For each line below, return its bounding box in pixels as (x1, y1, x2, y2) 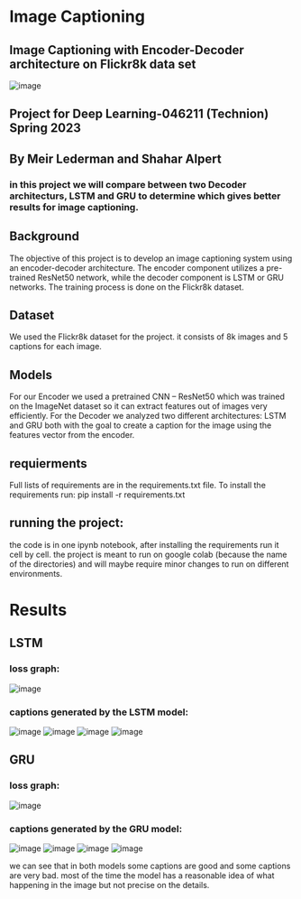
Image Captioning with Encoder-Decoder (9, 42, 245, 58)
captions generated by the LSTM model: (9, 706, 189, 718)
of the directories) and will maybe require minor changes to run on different (9, 558, 289, 570)
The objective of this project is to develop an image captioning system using (9, 253, 293, 264)
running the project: (9, 515, 124, 531)
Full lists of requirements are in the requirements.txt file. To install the (9, 479, 266, 490)
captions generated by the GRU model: (9, 822, 183, 835)
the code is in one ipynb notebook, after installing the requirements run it (9, 539, 279, 550)
